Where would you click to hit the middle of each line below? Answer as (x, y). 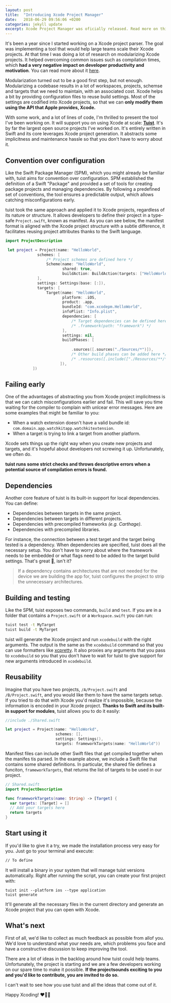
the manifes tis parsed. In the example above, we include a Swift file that (81, 759)
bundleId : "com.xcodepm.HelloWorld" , (102, 307)
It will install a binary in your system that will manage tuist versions (75, 870)
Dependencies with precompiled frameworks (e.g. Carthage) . (77, 524)
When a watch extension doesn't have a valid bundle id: (71, 423)
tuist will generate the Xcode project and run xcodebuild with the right (78, 639)
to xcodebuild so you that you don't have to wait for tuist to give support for (84, 655)
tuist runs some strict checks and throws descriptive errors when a (78, 464)
